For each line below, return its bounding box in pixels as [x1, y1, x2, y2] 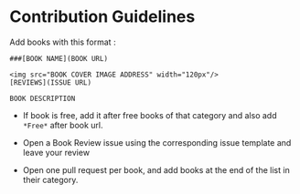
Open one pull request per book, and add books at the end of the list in [22, 164, 290, 175]
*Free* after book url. [22, 119, 103, 130]
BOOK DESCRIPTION [9, 94, 76, 103]
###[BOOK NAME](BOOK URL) [9, 54, 108, 63]
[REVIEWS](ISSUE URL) [9, 77, 92, 87]
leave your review [22, 147, 90, 158]
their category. [22, 174, 79, 185]
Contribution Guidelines [9, 6, 196, 27]
